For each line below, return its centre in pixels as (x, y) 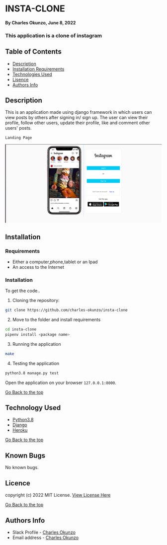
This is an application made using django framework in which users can (79, 112)
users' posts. (18, 128)
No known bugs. (22, 467)
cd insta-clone (21, 329)
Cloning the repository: (36, 301)
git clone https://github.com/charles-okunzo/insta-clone (66, 310)
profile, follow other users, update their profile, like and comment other (78, 123)
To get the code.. (23, 291)
